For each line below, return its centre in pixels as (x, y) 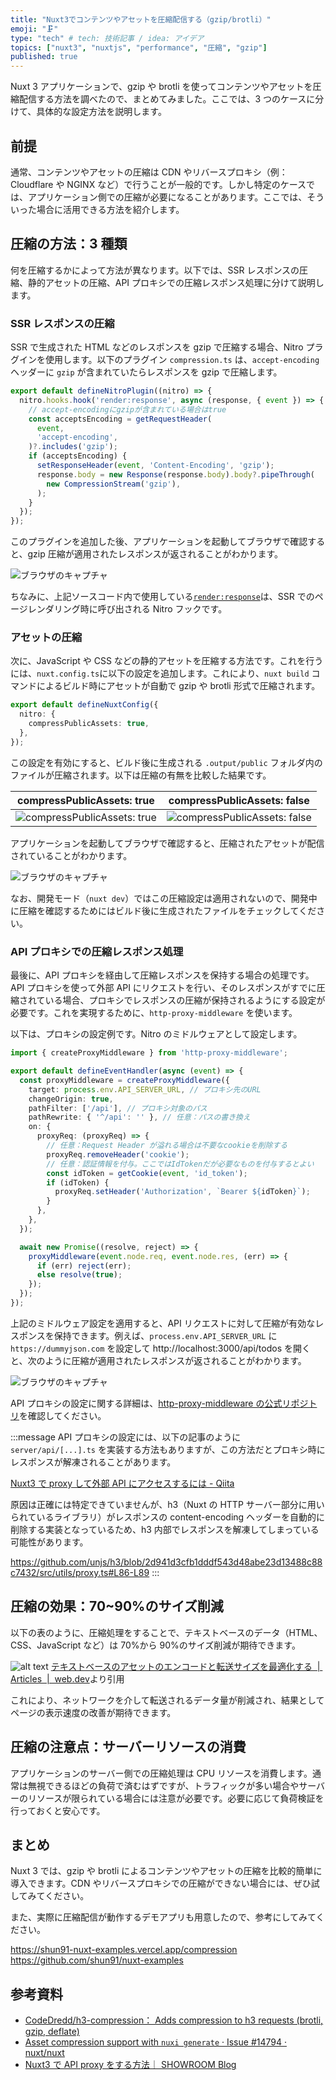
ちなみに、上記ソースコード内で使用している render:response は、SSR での (162, 597)
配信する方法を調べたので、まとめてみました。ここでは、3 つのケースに (167, 99)
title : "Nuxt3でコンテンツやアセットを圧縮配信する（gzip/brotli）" (141, 19)
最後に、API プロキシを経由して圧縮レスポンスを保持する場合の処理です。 (162, 975)
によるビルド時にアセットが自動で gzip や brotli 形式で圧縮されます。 (178, 686)
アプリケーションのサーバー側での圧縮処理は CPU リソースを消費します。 (161, 1773)
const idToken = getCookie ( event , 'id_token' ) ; (147, 1173)
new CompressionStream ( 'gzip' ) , (114, 484)
